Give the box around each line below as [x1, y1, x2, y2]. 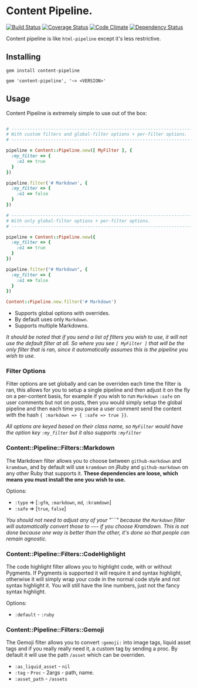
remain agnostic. [6, 535, 47, 542]
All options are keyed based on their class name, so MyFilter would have [6, 423, 184, 430]
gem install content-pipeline [6, 68, 80, 74]
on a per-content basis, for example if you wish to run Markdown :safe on [6, 393, 181, 400]
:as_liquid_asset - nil [14, 663, 70, 670]
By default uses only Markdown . [14, 316, 89, 323]
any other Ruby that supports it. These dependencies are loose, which [6, 469, 178, 477]
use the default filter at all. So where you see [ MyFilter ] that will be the [6, 340, 185, 347]
